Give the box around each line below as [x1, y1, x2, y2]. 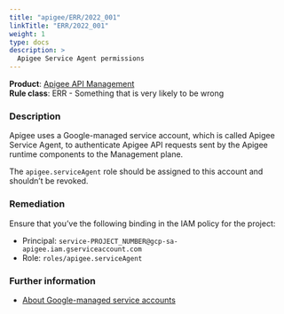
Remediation [9, 198, 65, 210]
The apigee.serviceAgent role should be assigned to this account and [9, 166, 264, 177]
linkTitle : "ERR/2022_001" [9, 21, 109, 30]
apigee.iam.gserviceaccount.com [21, 245, 142, 254]
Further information [9, 274, 96, 287]
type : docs [9, 37, 50, 47]
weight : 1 [9, 29, 46, 38]
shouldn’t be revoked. [9, 176, 89, 186]
